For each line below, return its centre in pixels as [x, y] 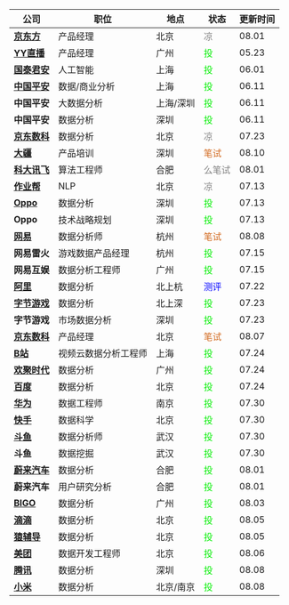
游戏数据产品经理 [94, 253]
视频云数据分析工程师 [103, 353]
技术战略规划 [85, 220]
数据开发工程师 [90, 553]
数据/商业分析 [87, 86]
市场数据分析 [85, 320]
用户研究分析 [85, 487]
